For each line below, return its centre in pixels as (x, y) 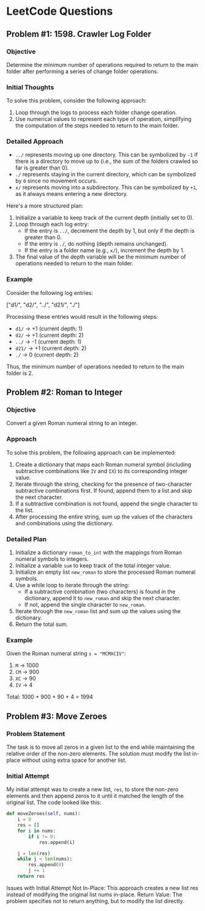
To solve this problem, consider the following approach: (76, 101)
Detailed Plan (27, 539)
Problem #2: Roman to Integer (65, 392)
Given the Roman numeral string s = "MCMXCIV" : (66, 654)
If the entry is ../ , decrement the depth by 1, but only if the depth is (109, 231)
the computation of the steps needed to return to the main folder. (97, 126)
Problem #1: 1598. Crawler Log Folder (79, 34)
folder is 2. (20, 373)
